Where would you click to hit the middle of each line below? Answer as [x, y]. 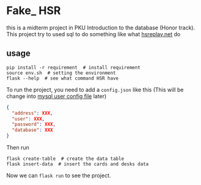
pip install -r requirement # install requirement [73, 67]
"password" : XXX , [34, 124]
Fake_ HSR [34, 11]
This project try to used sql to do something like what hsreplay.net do [93, 34]
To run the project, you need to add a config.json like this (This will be [95, 89]
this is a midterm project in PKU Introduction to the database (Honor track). [101, 28]
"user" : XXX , [28, 119]
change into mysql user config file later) [57, 96]
